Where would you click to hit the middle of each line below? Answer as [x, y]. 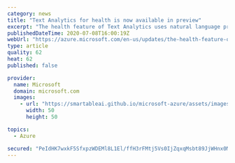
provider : [22, 78]
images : [25, 98]
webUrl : [19, 40]
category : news [29, 14]
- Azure [25, 136]
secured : [20, 148]
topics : [19, 130]
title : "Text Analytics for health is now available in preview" [104, 20]
